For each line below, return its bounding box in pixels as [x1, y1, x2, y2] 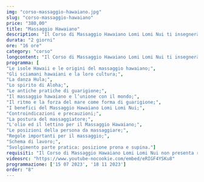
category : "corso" [6, 49, 53, 55]
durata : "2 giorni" [6, 37, 56, 43]
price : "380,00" [6, 20, 47, 26]
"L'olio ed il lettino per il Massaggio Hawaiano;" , [6, 122, 143, 128]
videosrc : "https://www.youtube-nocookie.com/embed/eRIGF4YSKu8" [6, 155, 175, 161]
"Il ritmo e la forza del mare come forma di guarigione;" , [6, 99, 162, 105]
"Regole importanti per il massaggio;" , [6, 133, 110, 140]
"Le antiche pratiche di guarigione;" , [6, 88, 107, 94]
